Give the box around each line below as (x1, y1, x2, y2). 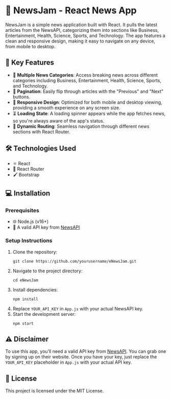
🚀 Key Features (5, 58, 55, 67)
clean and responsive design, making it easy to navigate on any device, (5, 38, 156, 44)
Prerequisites (5, 207, 39, 214)
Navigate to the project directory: (12, 268, 83, 274)
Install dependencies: (12, 287, 58, 293)
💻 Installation (5, 189, 51, 197)
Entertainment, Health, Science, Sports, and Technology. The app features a (5, 32, 166, 38)
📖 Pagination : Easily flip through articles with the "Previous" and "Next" (12, 88, 164, 94)
